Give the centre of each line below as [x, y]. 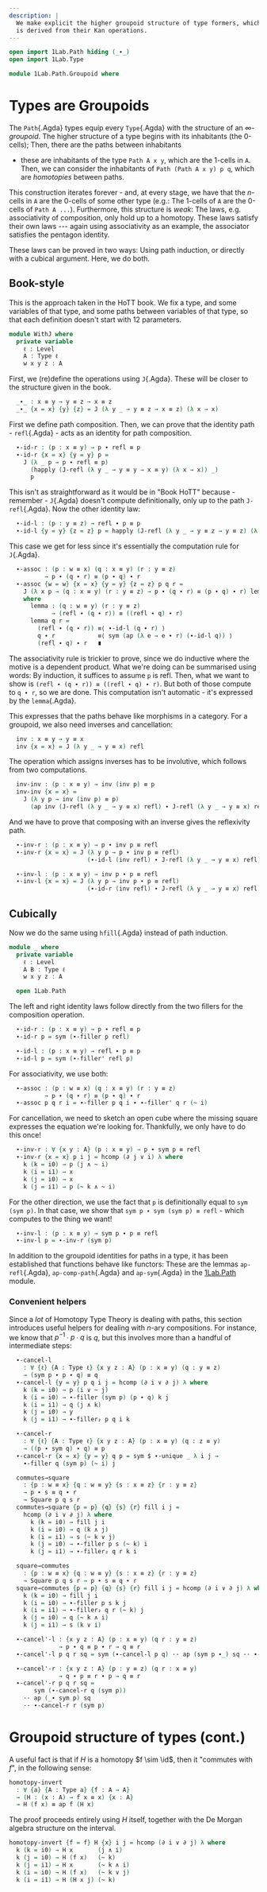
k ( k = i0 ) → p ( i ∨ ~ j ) [66, 1390]
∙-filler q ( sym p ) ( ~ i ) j [69, 1464]
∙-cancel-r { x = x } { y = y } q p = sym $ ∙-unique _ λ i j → [117, 1456]
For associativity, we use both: [59, 1073]
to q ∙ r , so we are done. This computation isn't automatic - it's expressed [131, 692]
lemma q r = [50, 621]
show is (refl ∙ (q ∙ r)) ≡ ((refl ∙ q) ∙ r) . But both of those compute [130, 684]
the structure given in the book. [60, 387]
